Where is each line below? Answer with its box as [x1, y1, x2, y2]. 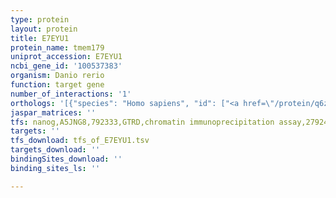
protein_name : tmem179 [10, 42, 105, 53]
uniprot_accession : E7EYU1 [10, 52, 123, 62]
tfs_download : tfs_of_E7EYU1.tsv [10, 136, 150, 146]
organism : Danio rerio [10, 71, 105, 81]
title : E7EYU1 [10, 33, 70, 43]
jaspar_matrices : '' [10, 107, 97, 118]
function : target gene [10, 80, 105, 90]
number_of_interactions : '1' [10, 89, 132, 99]
